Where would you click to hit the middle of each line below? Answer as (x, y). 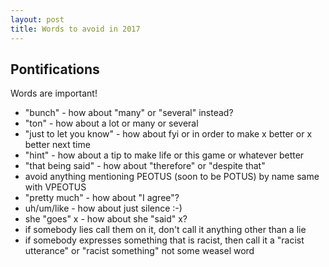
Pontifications (55, 69)
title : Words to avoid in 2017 (75, 29)
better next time (57, 145)
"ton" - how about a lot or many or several (111, 123)
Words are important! (54, 93)
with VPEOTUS (55, 187)
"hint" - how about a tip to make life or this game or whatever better (164, 155)
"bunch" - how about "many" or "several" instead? (129, 113)
